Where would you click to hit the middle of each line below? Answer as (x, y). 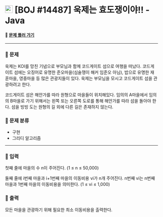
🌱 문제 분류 (17, 120)
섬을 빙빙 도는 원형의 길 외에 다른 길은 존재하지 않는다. (62, 107)
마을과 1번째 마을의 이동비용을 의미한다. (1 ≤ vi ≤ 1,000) (57, 184)
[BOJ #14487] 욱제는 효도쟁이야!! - (82, 10)
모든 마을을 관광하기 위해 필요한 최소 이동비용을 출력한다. (59, 210)
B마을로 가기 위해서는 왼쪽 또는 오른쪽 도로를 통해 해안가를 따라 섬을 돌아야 (81, 100)
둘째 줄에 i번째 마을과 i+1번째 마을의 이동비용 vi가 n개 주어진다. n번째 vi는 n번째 (80, 178)
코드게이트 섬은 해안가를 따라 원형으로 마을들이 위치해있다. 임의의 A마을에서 (76, 95)
